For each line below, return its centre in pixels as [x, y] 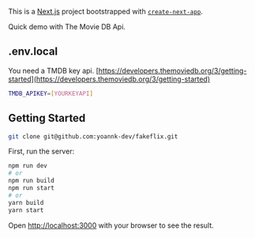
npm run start [32, 188]
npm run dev [28, 166]
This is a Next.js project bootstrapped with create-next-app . [106, 11]
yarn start [26, 210]
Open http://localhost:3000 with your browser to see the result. [111, 225]
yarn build [26, 202]
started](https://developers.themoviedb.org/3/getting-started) [109, 79]
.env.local [33, 52]
